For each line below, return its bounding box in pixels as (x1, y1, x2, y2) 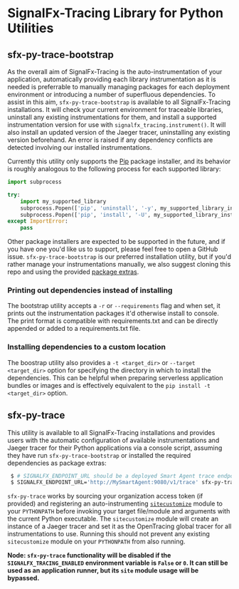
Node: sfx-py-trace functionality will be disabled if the (7, 551, 171, 560)
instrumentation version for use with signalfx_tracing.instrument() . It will (7, 121, 226, 129)
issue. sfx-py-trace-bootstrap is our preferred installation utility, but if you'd (7, 252, 232, 261)
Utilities (7, 20, 54, 36)
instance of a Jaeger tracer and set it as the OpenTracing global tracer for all (7, 522, 232, 531)
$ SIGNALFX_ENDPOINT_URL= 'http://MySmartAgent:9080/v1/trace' (10, 479, 199, 486)
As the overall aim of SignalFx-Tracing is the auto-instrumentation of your (7, 68, 223, 76)
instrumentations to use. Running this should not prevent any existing (7, 530, 210, 538)
